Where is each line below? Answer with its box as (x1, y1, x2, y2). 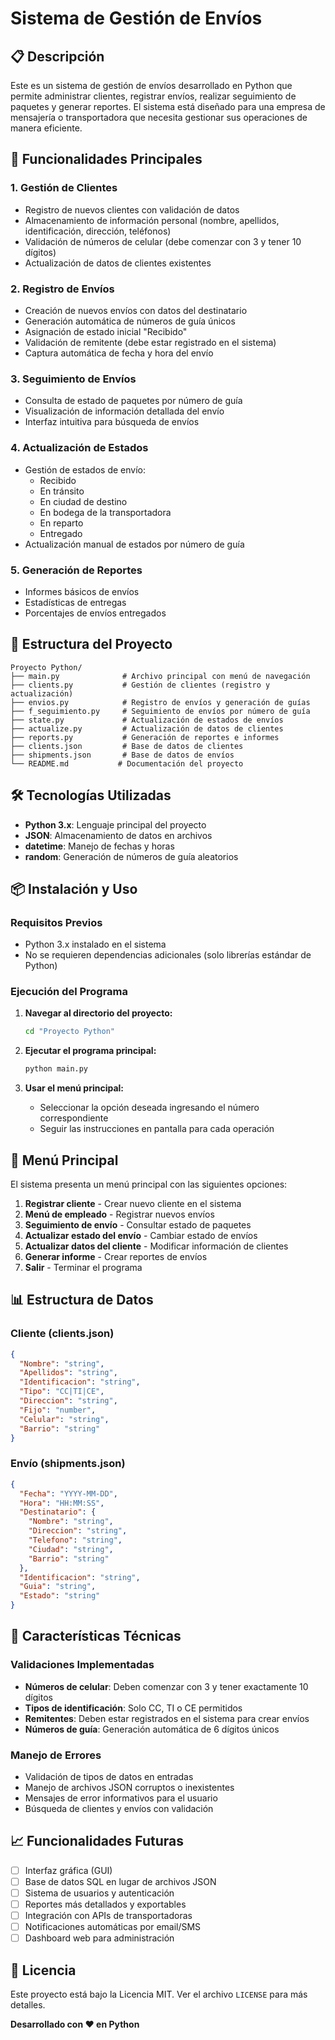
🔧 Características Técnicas (10, 1628, 182, 1645)
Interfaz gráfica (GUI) (24, 1864, 113, 1876)
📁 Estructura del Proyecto (10, 636, 173, 653)
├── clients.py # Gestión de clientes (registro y (10, 680, 271, 690)
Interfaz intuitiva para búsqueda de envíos (24, 416, 200, 428)
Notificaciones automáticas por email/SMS (24, 1921, 202, 1933)
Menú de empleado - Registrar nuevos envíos (24, 1208, 215, 1221)
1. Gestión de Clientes (10, 181, 118, 195)
